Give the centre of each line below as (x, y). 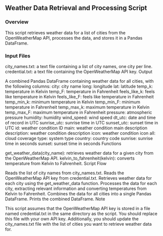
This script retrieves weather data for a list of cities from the (65, 33)
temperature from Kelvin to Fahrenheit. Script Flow (56, 163)
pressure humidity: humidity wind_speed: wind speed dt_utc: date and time (81, 118)
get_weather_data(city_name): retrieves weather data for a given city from (79, 153)
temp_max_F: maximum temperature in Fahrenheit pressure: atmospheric (79, 112)
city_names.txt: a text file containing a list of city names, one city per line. (79, 66)
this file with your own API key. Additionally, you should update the (72, 219)
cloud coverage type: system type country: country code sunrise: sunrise (79, 138)
